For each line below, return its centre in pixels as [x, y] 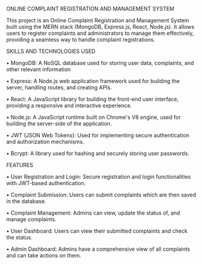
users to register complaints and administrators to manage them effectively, [100, 33]
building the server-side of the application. [59, 124]
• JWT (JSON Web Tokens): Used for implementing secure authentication [98, 135]
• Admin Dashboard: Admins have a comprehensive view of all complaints [98, 249]
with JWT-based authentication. [46, 183]
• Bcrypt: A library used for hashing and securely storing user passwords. [98, 153]
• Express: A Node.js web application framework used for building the [93, 81]
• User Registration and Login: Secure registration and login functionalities [99, 177]
